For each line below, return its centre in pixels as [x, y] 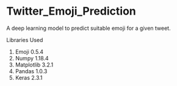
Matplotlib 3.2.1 [34, 65]
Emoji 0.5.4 [29, 52]
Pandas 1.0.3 [31, 71]
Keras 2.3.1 [29, 77]
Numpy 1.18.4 [32, 58]
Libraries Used [25, 40]
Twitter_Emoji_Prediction [71, 11]
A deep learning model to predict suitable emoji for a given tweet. [88, 28]
